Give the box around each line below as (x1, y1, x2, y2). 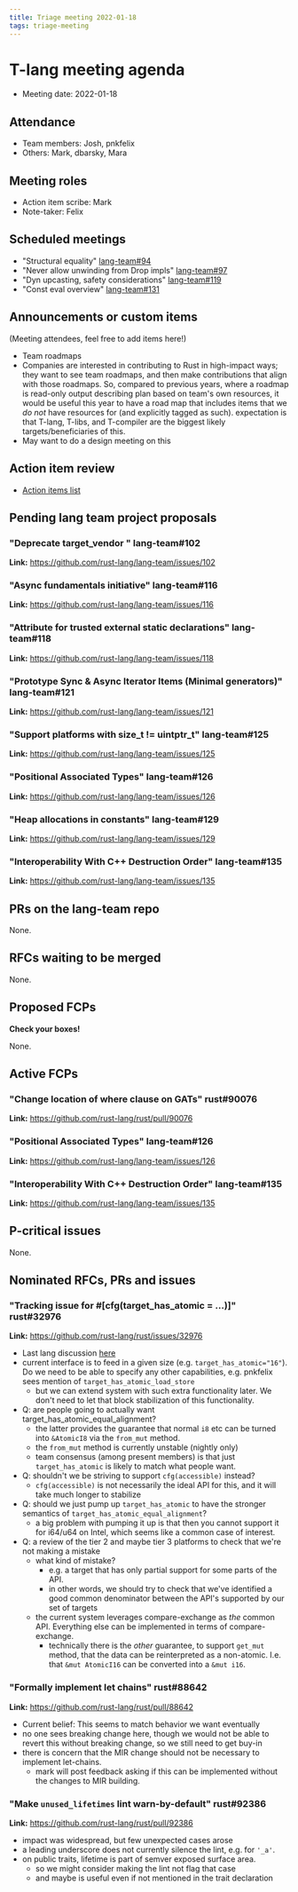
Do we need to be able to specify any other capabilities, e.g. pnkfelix (21, 1366, 273, 1377)
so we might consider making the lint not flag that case (35, 1864, 237, 1874)
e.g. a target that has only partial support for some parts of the (48, 1564, 278, 1576)
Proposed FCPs (9, 1000, 97, 1015)
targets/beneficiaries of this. (21, 425, 126, 436)
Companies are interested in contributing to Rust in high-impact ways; (21, 360, 278, 370)
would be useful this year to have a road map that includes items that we (21, 397, 287, 408)
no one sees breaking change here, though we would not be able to (21, 1728, 270, 1738)
